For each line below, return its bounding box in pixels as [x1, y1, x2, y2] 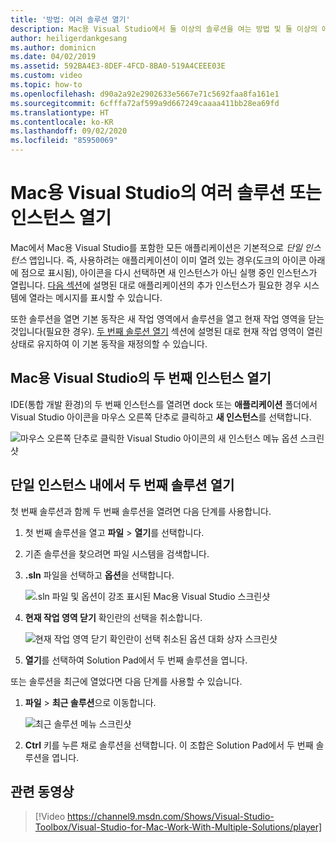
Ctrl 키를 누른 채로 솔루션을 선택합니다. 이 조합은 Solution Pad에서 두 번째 [24, 739, 314, 751]
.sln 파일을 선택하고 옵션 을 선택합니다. [24, 569, 175, 581]
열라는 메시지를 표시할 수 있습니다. [28, 291, 163, 303]
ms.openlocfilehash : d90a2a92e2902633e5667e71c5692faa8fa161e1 [10, 89, 280, 99]
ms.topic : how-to [10, 80, 83, 90]
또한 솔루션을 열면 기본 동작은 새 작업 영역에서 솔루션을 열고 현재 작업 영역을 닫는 [10, 312, 325, 325]
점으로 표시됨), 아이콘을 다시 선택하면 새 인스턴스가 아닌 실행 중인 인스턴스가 [20, 266, 318, 278]
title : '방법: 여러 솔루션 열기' [10, 14, 131, 25]
